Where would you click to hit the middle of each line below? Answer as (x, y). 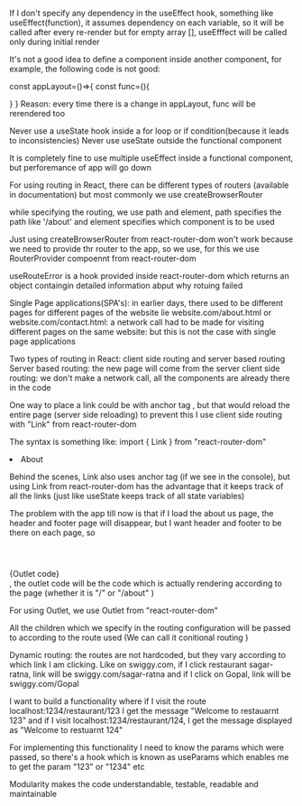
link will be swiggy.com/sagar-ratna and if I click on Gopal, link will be (162, 674)
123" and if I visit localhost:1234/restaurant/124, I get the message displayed (151, 720)
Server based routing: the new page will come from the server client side (145, 368)
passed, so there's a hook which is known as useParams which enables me (149, 757)
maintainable (33, 794)
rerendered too (37, 113)
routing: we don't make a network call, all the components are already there (150, 378)
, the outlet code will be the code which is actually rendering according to (146, 583)
